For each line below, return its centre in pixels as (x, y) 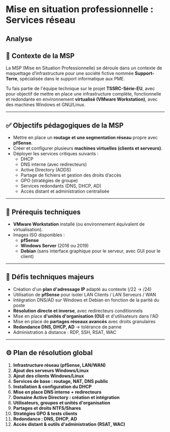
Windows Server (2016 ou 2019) (54, 246)
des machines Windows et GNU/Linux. (46, 105)
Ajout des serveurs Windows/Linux (51, 370)
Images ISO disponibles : (39, 235)
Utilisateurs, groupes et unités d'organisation (62, 403)
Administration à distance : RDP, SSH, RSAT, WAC (65, 332)
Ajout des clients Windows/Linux (48, 376)
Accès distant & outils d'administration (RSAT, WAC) (69, 424)
